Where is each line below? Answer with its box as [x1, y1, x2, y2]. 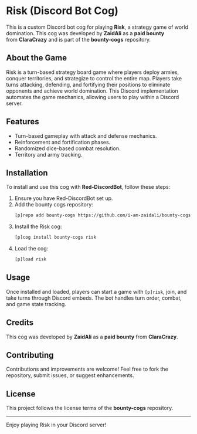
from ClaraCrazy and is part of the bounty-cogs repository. [6, 36, 151, 43]
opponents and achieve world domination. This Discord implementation [6, 87, 178, 94]
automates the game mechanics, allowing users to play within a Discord [6, 93, 179, 100]
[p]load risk [14, 256, 47, 262]
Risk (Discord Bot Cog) [6, 4, 118, 18]
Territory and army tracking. [14, 151, 83, 158]
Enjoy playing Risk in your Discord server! [6, 421, 107, 429]
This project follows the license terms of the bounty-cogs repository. [6, 405, 174, 412]
